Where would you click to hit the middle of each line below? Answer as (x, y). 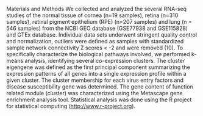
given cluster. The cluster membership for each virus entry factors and (95, 80)
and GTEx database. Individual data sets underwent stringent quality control (101, 35)
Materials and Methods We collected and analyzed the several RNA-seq (97, 9)
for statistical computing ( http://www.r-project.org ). (71, 106)
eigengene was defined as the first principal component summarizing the (98, 67)
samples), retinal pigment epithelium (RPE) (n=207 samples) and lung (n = (99, 22)
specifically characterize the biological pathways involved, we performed (98, 54)
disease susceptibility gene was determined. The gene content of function (100, 87)
